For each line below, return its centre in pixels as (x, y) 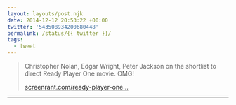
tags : (15, 40)
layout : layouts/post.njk (45, 14)
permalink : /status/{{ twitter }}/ (59, 33)
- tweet (25, 46)
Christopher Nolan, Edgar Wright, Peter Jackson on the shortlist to (120, 66)
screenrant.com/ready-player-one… (76, 87)
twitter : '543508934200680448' (53, 27)
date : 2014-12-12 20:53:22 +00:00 (58, 20)
